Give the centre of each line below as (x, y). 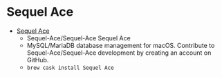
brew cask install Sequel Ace (71, 68)
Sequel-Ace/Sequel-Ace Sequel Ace (78, 38)
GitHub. (38, 60)
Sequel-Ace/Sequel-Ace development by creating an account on (119, 53)
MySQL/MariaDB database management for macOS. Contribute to (121, 45)
